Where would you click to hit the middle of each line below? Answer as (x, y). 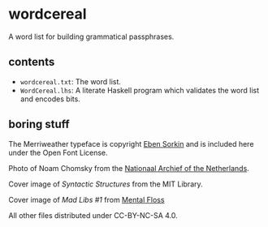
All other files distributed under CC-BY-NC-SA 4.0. (93, 215)
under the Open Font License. (58, 152)
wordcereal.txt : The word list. (71, 81)
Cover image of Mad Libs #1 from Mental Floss (86, 199)
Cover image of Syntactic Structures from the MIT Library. (106, 184)
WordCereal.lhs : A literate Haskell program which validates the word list (140, 90)
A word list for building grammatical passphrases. (91, 36)
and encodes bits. (50, 99)
